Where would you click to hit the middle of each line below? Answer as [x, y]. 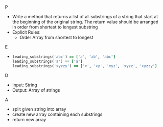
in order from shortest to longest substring [55, 27]
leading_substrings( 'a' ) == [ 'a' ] [47, 61]
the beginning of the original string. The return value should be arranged [85, 22]
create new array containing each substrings [57, 114]
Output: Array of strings [36, 90]
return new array [29, 119]
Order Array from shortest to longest [56, 37]
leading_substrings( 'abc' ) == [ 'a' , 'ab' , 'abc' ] [64, 57]
